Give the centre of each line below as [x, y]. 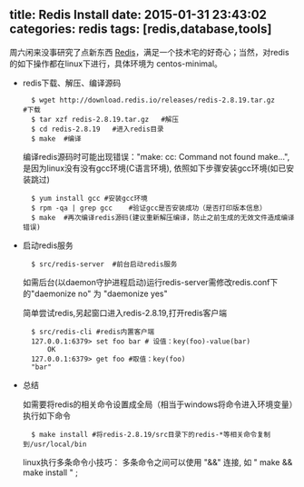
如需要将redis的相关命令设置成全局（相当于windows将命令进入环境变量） [158, 404]
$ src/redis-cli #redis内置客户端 [93, 332]
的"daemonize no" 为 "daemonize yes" [95, 293]
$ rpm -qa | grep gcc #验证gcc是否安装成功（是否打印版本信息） [149, 208]
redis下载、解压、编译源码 [72, 83]
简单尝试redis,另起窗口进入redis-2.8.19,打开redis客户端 [124, 313]
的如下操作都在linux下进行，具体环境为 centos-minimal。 [116, 64]
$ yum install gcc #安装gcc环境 [89, 198]
